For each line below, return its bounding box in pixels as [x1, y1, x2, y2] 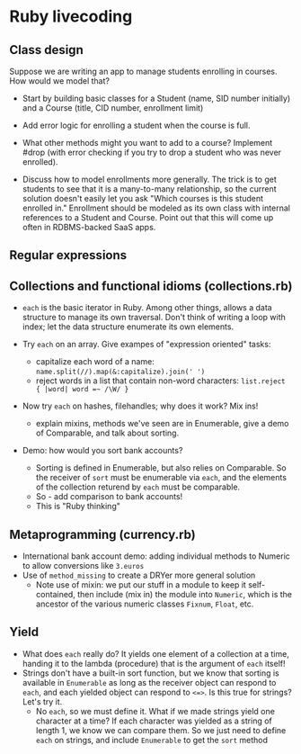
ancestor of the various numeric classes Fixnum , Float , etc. [35, 598, 254, 609]
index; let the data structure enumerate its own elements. [22, 321, 235, 332]
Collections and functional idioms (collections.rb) [9, 278, 293, 293]
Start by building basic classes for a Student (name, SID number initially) [22, 93, 291, 103]
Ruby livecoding [9, 6, 133, 27]
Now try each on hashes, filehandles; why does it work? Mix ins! [22, 400, 259, 411]
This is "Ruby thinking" [35, 501, 121, 512]
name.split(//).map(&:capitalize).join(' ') [35, 367, 206, 377]
